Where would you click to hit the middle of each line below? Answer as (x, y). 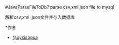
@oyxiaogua (25, 37)
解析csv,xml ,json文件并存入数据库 (40, 17)
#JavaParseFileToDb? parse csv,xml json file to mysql (60, 7)
